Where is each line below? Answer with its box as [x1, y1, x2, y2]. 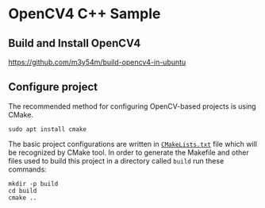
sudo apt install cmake [8, 125, 87, 133]
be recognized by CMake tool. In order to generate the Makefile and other [8, 148, 249, 157]
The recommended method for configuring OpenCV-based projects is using [8, 101, 256, 111]
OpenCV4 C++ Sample [8, 5, 161, 23]
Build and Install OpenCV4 [8, 37, 141, 50]
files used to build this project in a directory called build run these [8, 156, 225, 165]
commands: [8, 164, 48, 174]
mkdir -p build [8, 179, 59, 187]
